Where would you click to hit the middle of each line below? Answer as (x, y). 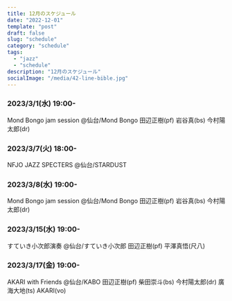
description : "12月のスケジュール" (54, 71)
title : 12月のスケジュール (42, 14)
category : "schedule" (38, 46)
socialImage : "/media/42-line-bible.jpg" (68, 78)
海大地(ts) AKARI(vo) (37, 290)
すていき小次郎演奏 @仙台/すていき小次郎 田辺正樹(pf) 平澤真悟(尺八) (106, 246)
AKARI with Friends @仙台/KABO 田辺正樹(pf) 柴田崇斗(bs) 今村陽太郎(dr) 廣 (116, 282)
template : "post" (32, 26)
